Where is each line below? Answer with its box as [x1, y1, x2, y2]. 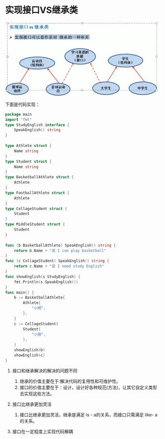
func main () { [5, 290, 35, 295]
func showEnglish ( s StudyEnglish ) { [5, 274, 81, 279]
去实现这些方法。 [19, 390, 55, 396]
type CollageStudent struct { [5, 206, 68, 211]
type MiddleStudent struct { [5, 222, 65, 227]
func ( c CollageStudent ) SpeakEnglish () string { [5, 259, 110, 264]
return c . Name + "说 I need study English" [14, 264, 104, 269]
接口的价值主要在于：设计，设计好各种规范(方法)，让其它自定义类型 [19, 384, 157, 390]
